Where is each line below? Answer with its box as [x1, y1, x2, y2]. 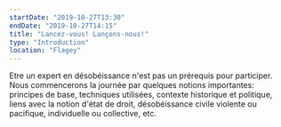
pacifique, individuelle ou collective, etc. [9, 108, 157, 119]
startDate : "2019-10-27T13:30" [9, 12, 125, 22]
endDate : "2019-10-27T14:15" [9, 21, 117, 30]
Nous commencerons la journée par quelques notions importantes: [9, 80, 255, 91]
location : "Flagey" [9, 46, 82, 55]
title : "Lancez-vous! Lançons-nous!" [9, 29, 149, 38]
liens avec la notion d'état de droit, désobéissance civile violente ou [9, 99, 258, 109]
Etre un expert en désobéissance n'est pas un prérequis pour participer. [9, 70, 273, 81]
